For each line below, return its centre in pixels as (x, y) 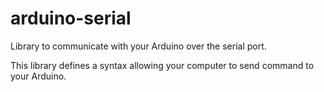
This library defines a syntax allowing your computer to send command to (162, 65)
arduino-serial (71, 18)
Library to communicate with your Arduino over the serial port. (138, 46)
